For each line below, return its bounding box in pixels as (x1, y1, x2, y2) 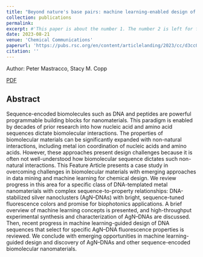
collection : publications (6, 15, 71, 21)
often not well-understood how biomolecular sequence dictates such (6, 155, 178, 162)
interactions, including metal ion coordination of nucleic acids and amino (6, 142, 187, 149)
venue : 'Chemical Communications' (6, 37, 94, 43)
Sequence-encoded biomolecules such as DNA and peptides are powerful (6, 110, 192, 117)
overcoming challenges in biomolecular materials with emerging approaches (6, 168, 196, 175)
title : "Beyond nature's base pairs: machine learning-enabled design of (6, 8, 196, 15)
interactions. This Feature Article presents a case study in (25, 161, 169, 169)
